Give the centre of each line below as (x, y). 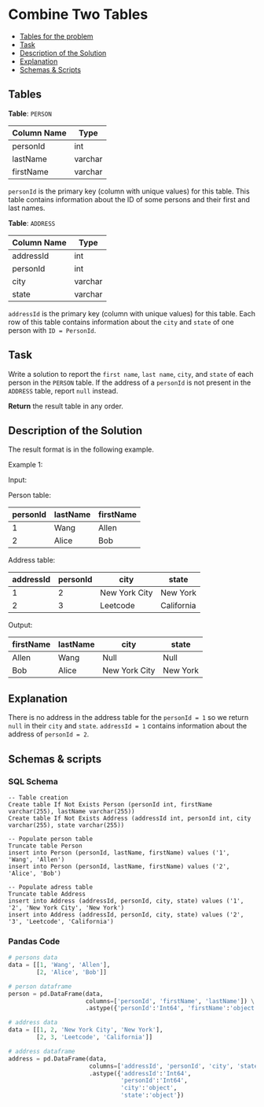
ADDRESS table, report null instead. (63, 390)
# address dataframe (42, 1051)
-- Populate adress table (50, 887)
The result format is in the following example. (81, 449)
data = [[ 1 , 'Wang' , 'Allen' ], (59, 965)
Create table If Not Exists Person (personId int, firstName (110, 804)
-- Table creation (38, 797)
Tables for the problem (56, 36)
